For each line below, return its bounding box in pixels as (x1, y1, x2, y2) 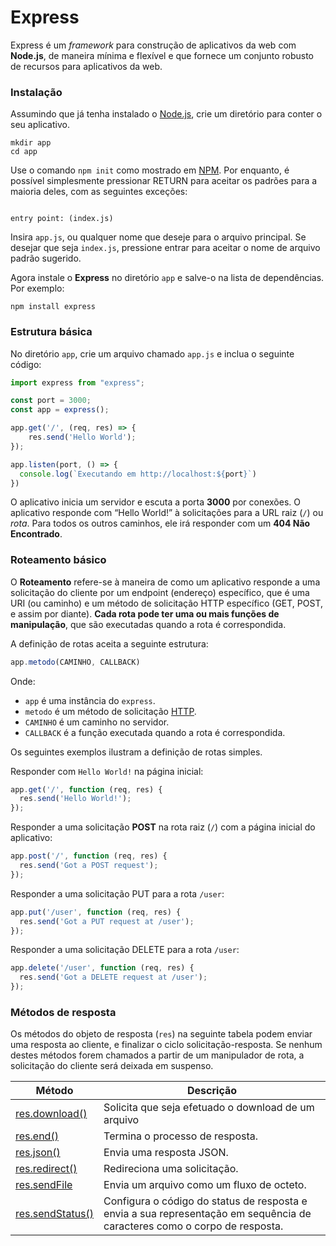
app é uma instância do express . (24, 694, 156, 706)
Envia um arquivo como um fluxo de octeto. (103, 1178, 307, 1192)
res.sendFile (15, 1178, 73, 1192)
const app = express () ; (10, 405, 110, 415)
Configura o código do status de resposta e (103, 1194, 308, 1208)
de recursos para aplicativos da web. (10, 60, 163, 72)
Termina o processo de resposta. (103, 1129, 259, 1143)
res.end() (15, 1129, 59, 1143)
